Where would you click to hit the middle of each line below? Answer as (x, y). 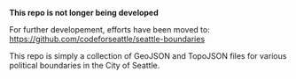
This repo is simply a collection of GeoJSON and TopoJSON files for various (148, 56)
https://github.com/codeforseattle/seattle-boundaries (107, 39)
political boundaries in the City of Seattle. (85, 65)
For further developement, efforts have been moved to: (109, 29)
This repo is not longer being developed (84, 13)
